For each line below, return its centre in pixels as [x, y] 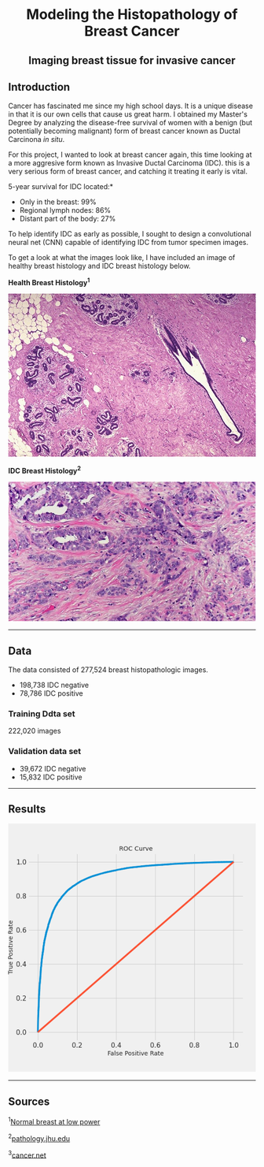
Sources [29, 1101]
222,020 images [35, 731]
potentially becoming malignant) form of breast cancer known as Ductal [125, 131]
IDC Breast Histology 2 [44, 470]
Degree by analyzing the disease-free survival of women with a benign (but [130, 123]
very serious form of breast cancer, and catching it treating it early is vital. [128, 172]
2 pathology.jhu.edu [39, 1138]
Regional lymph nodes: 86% [65, 210]
